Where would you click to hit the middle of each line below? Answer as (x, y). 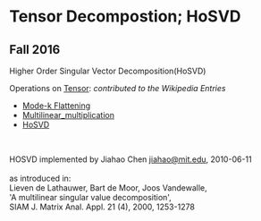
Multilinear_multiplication (68, 115)
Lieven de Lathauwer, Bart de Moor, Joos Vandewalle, (108, 188)
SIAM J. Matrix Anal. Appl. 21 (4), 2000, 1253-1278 (102, 207)
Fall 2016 (35, 50)
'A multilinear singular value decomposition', (90, 197)
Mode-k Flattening (56, 106)
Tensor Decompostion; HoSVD (125, 17)
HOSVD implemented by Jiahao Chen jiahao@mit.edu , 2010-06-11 (130, 159)
